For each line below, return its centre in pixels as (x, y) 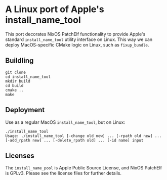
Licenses (20, 155)
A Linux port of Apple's (55, 9)
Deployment (25, 110)
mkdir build (18, 81)
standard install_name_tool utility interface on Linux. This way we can (79, 39)
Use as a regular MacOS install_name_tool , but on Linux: (65, 122)
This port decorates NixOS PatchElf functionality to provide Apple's (75, 34)
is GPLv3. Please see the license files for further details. (63, 173)
